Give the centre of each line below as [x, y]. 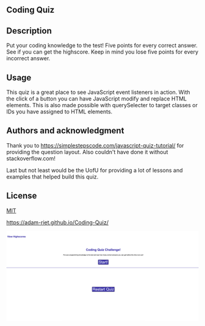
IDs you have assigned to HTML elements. [59, 112]
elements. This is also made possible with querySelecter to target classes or [102, 105]
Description [29, 31]
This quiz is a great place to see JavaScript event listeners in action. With [98, 92]
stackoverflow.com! [31, 158]
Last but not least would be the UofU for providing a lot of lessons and [95, 170]
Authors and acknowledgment [65, 131]
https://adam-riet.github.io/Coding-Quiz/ [57, 222]
